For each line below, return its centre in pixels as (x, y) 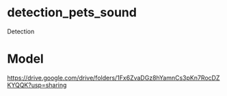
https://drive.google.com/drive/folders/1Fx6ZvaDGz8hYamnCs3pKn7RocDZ (113, 78)
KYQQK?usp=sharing (37, 85)
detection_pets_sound (72, 13)
